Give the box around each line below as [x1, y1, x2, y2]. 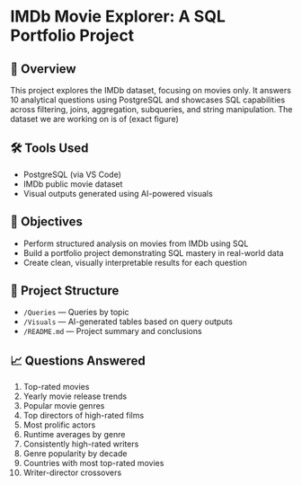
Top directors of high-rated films [22, 410, 145, 421]
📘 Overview [10, 61, 76, 76]
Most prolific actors [22, 419, 96, 430]
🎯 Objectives [10, 214, 84, 230]
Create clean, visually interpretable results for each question [22, 257, 248, 268]
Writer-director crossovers [22, 467, 122, 478]
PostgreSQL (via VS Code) [22, 169, 122, 180]
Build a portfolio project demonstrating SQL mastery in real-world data [22, 247, 284, 258]
